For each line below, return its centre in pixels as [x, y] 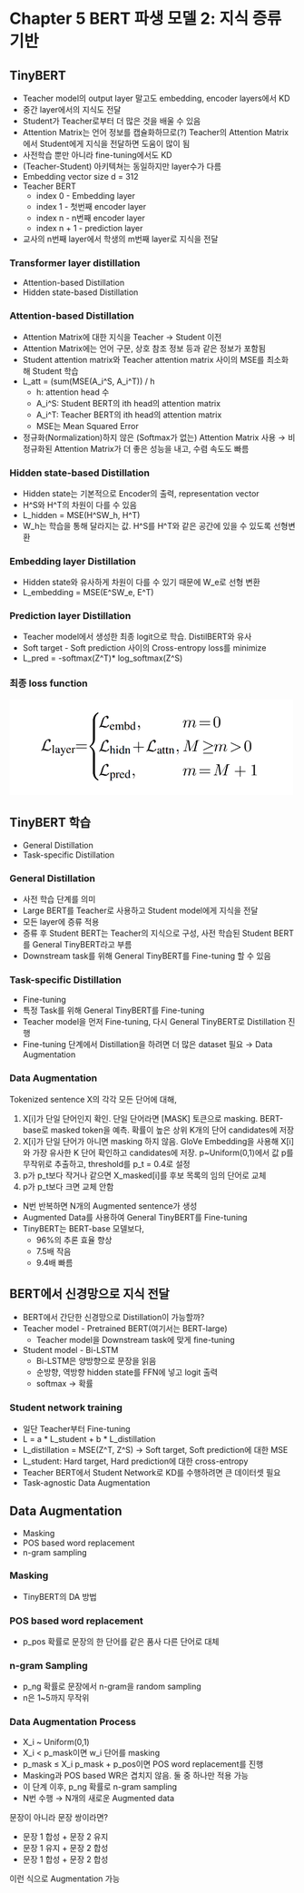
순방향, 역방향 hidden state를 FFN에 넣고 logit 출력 [127, 1372]
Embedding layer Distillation [73, 561]
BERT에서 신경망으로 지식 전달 [89, 1294]
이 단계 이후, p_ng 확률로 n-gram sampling [100, 1786]
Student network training [66, 1407]
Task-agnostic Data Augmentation [86, 1482]
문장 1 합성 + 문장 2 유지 [65, 1836]
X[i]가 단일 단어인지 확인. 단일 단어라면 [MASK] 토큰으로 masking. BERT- [153, 1118]
